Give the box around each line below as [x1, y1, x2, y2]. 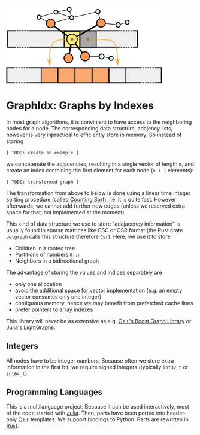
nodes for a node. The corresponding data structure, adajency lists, [6, 124, 173, 132]
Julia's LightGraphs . [6, 324, 56, 331]
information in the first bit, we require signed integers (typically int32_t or [6, 363, 189, 370]
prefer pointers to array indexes [14, 306, 93, 313]
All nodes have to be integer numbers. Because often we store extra [6, 357, 174, 364]
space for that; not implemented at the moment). [6, 208, 126, 215]
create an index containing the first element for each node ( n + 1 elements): [6, 166, 194, 174]
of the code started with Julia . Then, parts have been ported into [6, 409, 166, 416]
